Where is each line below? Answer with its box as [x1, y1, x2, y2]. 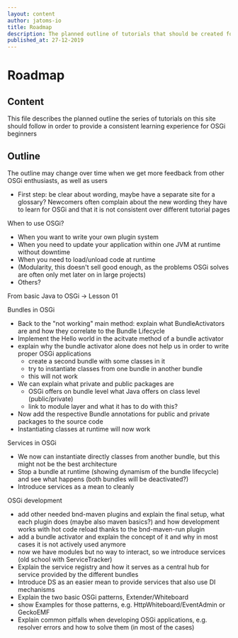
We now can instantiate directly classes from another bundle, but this [17, 452, 220, 461]
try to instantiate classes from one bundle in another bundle [28, 364, 203, 373]
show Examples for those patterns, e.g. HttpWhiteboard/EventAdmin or [17, 600, 225, 609]
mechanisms [17, 585, 55, 593]
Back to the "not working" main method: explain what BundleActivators [17, 319, 225, 327]
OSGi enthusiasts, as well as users [7, 176, 108, 185]
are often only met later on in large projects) [17, 270, 147, 279]
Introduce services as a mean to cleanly [17, 482, 135, 490]
